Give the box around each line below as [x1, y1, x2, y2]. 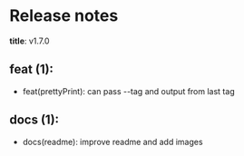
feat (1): [9, 62, 54, 77]
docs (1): [9, 112, 60, 128]
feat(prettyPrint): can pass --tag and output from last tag [22, 85, 235, 96]
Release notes [9, 5, 119, 26]
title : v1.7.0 [9, 35, 50, 46]
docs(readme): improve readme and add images [22, 136, 203, 147]
